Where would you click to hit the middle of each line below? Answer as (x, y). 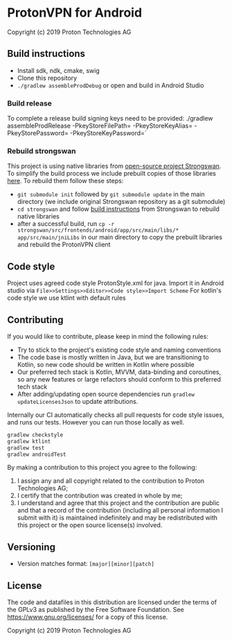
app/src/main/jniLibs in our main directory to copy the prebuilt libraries (120, 237)
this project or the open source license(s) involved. (90, 525)
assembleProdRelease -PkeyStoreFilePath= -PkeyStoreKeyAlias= (100, 126)
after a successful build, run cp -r (66, 224)
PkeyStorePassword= (38, 133)
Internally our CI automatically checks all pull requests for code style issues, (116, 415)
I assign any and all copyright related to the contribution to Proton (111, 481)
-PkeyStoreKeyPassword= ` (108, 133)
